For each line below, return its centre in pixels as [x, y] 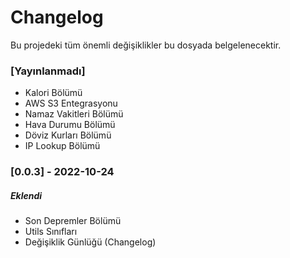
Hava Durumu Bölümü [70, 125]
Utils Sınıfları [51, 232]
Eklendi [26, 195]
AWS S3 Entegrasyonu [71, 103]
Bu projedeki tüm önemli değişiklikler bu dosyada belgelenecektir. [146, 45]
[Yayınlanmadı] [48, 71]
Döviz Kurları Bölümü [68, 135]
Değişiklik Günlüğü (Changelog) [90, 242]
